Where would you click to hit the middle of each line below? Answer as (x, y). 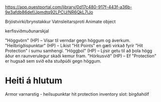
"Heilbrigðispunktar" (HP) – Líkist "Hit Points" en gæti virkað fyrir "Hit (74, 45)
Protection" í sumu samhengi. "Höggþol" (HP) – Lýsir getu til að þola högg (79, 51)
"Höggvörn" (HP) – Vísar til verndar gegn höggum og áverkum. (68, 40)
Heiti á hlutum (34, 81)
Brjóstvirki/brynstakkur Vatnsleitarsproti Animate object (60, 22)
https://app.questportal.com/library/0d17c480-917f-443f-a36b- (69, 7)
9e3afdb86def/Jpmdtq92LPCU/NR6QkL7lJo (49, 12)
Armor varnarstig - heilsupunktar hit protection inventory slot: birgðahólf (77, 94)
